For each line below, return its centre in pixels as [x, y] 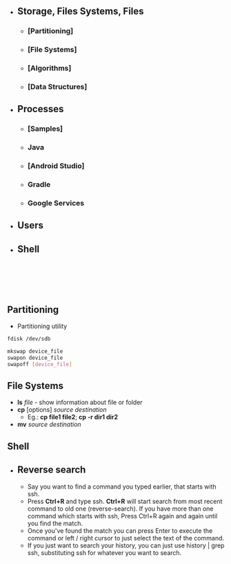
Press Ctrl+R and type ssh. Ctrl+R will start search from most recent [125, 501]
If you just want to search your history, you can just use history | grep [126, 545]
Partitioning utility [42, 326]
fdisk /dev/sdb [29, 339]
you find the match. [55, 523]
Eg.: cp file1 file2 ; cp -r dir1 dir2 [73, 417]
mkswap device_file [35, 351]
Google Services [56, 203]
